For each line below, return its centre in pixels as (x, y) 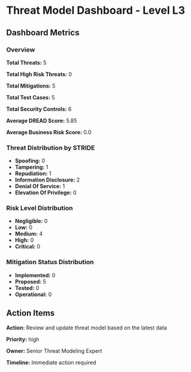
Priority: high (23, 339)
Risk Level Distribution (40, 208)
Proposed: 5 (31, 282)
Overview (21, 50)
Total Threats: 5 (26, 62)
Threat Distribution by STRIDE (51, 147)
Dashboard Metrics (43, 33)
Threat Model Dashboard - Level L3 (96, 10)
